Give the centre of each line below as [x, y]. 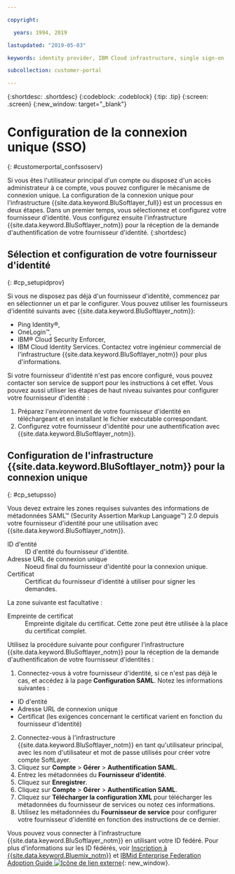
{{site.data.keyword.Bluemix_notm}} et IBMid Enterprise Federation [104, 855]
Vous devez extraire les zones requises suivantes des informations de [108, 508]
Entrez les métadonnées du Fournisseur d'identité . [92, 774]
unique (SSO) [47, 147]
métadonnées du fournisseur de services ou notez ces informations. [116, 805]
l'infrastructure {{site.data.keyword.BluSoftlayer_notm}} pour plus [112, 354]
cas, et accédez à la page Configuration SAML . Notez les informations [120, 680]
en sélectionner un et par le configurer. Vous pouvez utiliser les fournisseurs [117, 303]
